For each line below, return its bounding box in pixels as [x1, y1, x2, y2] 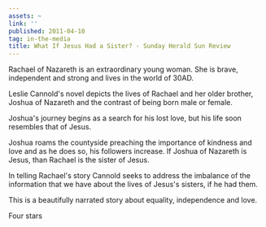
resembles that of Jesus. [8, 122, 92, 132]
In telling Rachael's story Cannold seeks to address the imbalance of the [8, 171, 251, 181]
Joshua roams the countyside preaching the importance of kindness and [8, 138, 252, 147]
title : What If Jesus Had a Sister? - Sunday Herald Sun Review [8, 42, 231, 50]
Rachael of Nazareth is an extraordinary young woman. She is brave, [8, 64, 238, 74]
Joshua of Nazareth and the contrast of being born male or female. [8, 98, 233, 107]
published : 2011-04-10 [8, 27, 85, 35]
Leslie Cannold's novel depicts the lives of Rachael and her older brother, [8, 89, 254, 98]
